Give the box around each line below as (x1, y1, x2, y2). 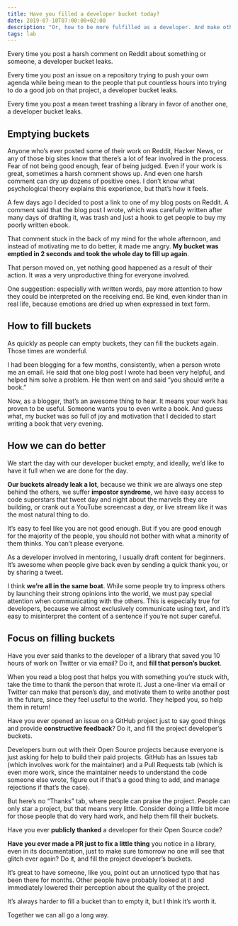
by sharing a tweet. (7, 568, 64, 576)
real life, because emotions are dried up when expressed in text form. (7, 299, 210, 309)
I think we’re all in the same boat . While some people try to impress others (7, 581, 225, 590)
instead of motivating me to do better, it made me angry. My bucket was (7, 242, 219, 250)
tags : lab (7, 30, 37, 38)
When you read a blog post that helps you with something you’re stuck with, (7, 672, 229, 681)
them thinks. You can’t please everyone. (7, 539, 125, 547)
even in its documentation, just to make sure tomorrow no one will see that (7, 847, 225, 855)
